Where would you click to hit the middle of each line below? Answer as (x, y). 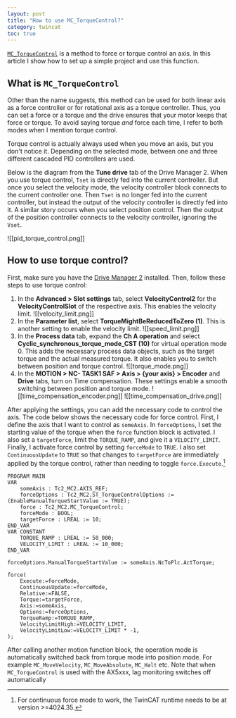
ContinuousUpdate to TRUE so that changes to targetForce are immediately (113, 454)
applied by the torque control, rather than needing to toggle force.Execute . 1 (117, 462)
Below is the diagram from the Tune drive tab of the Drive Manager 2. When (118, 173)
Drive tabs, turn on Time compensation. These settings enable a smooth (122, 380)
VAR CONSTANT (26, 532)
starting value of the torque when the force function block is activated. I (111, 432)
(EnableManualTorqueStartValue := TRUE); (69, 501)
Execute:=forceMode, (50, 581)
